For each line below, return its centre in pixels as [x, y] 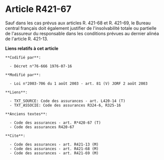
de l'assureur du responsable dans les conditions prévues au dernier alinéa [82, 33]
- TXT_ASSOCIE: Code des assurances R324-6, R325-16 [65, 105]
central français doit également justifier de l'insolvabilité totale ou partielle [81, 28]
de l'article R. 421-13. [27, 39]
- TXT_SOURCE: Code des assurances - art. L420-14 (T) [68, 101]
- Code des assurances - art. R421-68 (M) [54, 149]
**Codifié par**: [23, 57]
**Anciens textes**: [27, 114]
